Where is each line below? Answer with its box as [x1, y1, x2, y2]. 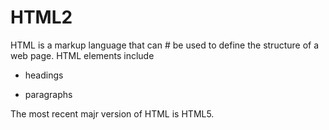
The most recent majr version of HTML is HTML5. [10, 107, 215, 120]
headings [24, 69, 64, 81]
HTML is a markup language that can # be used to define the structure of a [10, 39, 320, 51]
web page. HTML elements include [10, 49, 155, 61]
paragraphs [24, 88, 73, 100]
